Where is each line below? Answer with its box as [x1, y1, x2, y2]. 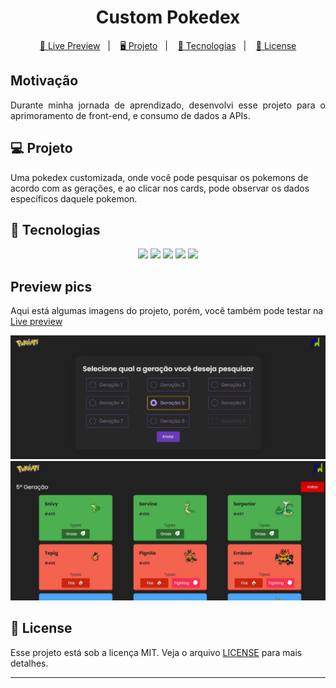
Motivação [10, 72, 79, 90]
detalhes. [10, 657, 49, 669]
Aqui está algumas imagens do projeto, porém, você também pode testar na [10, 305, 324, 317]
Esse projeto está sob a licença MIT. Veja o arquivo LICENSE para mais [10, 646, 303, 658]
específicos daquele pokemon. [10, 192, 138, 205]
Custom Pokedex [95, 6, 241, 29]
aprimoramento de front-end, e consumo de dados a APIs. [10, 109, 251, 121]
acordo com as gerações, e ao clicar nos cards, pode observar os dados [10, 182, 310, 194]
